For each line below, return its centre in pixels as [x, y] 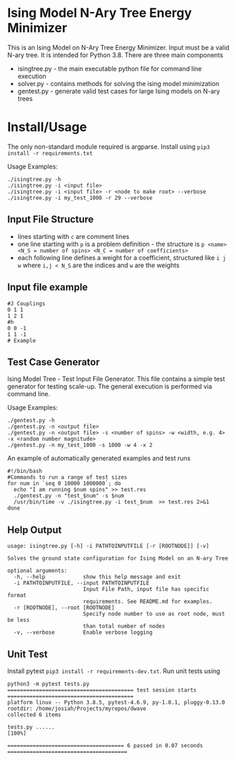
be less [19, 620]
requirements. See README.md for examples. [148, 602]
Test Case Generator [54, 362]
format [17, 596]
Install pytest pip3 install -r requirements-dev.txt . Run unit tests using [114, 670]
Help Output [35, 530]
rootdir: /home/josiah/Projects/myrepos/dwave [77, 709]
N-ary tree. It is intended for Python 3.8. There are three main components [115, 55]
